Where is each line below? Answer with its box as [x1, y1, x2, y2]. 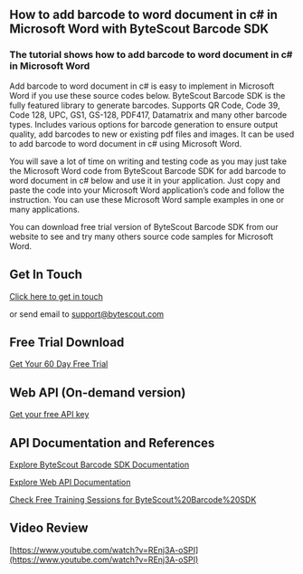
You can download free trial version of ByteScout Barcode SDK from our [9, 221, 279, 232]
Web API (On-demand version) [9, 385, 186, 400]
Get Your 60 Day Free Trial [9, 359, 109, 369]
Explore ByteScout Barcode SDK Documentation [9, 459, 190, 470]
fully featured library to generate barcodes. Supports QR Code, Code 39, [9, 100, 280, 110]
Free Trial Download [9, 334, 125, 349]
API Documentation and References [9, 435, 215, 451]
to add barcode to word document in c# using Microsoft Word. [9, 138, 242, 148]
